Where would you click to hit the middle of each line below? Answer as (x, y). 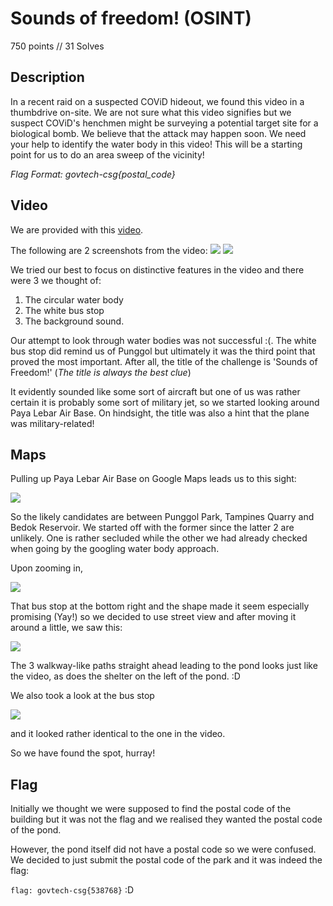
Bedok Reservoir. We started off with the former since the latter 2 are (152, 528)
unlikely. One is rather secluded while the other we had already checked (159, 538)
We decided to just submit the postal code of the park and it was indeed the (166, 860)
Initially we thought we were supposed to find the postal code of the (151, 809)
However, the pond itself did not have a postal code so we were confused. (163, 849)
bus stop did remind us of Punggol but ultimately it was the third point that (163, 351)
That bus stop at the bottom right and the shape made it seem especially (160, 606)
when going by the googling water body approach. (115, 549)
